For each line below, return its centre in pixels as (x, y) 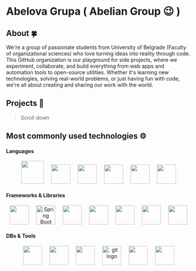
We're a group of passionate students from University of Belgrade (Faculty (96, 47)
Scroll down (35, 117)
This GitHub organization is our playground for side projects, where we (92, 60)
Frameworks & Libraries (36, 195)
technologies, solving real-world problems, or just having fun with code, (93, 79)
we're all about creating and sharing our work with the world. (80, 85)
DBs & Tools (21, 236)
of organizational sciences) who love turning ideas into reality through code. (98, 54)
